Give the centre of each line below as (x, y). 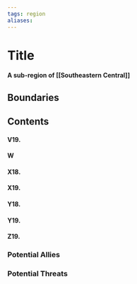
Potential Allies (34, 255)
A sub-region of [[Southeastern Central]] (69, 76)
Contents (28, 122)
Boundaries (33, 97)
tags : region (26, 14)
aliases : (20, 20)
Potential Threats (38, 274)
